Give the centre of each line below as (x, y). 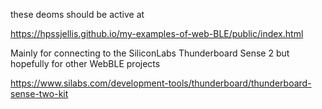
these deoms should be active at (77, 14)
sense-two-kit (39, 93)
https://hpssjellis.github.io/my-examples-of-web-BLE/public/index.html (157, 33)
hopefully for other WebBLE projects (85, 63)
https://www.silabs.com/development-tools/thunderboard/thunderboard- (161, 83)
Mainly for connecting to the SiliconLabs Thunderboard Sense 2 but (150, 53)
